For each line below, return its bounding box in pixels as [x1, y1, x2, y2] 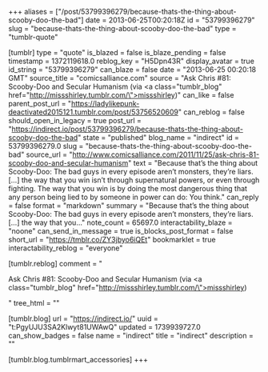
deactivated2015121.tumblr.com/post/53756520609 [8, 107, 178, 117]
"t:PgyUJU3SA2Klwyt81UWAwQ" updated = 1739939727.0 [8, 322, 202, 331]
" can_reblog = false [178, 107, 246, 117]
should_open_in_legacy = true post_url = [8, 116, 142, 125]
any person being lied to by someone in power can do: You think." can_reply [8, 192, 259, 202]
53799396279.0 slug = [8, 142, 84, 150]
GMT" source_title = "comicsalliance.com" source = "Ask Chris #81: [8, 74, 232, 82]
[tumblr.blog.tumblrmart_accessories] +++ [8, 355, 149, 364]
